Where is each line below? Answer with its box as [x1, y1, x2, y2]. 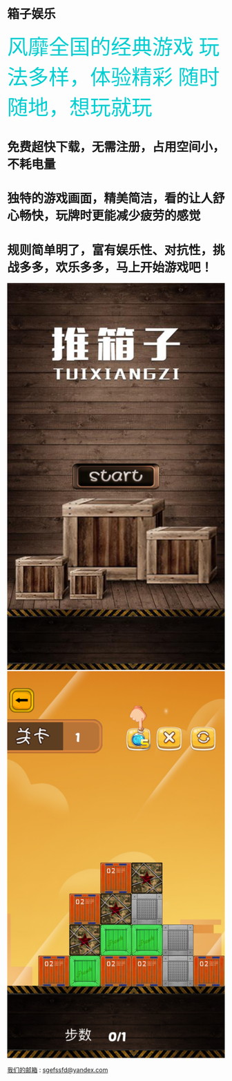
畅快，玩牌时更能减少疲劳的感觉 [19, 208, 202, 224]
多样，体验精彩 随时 [28, 65, 220, 89]
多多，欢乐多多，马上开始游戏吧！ [19, 260, 213, 275]
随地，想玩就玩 [7, 95, 153, 119]
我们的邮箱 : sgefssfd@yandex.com [7, 1066, 108, 1074]
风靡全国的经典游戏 [7, 35, 195, 59]
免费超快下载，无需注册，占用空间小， [7, 140, 226, 155]
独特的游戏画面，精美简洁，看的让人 [7, 191, 213, 207]
